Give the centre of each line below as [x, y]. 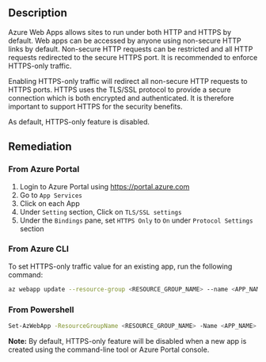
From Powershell [41, 310]
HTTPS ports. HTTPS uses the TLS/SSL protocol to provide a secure [120, 90]
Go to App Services [51, 195]
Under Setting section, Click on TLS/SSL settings [101, 211]
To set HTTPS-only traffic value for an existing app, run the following [120, 266]
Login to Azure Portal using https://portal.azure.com [104, 186]
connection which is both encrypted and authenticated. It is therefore [121, 97]
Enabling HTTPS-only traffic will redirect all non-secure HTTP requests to [128, 81]
